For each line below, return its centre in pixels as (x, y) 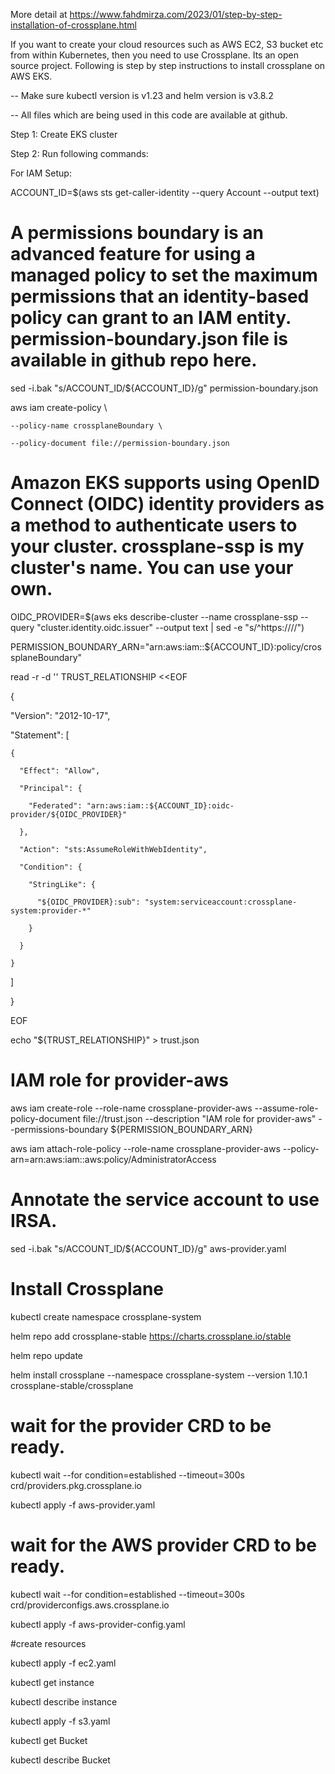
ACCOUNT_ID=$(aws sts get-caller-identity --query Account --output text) (165, 192)
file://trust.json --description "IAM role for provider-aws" (199, 1118)
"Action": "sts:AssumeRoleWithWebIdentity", (113, 849)
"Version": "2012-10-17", (60, 715)
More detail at (39, 14)
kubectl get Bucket (49, 1740)
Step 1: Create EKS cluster (64, 134)
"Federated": (55, 805)
